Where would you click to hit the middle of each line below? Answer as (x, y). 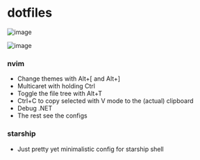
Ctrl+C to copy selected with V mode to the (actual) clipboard (105, 101)
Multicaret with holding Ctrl (56, 86)
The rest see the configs (52, 115)
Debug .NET (35, 109)
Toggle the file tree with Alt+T (60, 94)
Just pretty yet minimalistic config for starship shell (91, 149)
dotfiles (30, 13)
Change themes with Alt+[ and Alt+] (68, 79)
